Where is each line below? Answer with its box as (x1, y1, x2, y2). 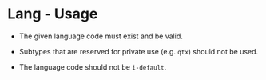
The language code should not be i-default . (18, 62, 167, 72)
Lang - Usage (7, 5, 98, 23)
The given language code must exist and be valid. (18, 31, 183, 41)
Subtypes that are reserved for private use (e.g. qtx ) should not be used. (18, 46, 259, 56)
